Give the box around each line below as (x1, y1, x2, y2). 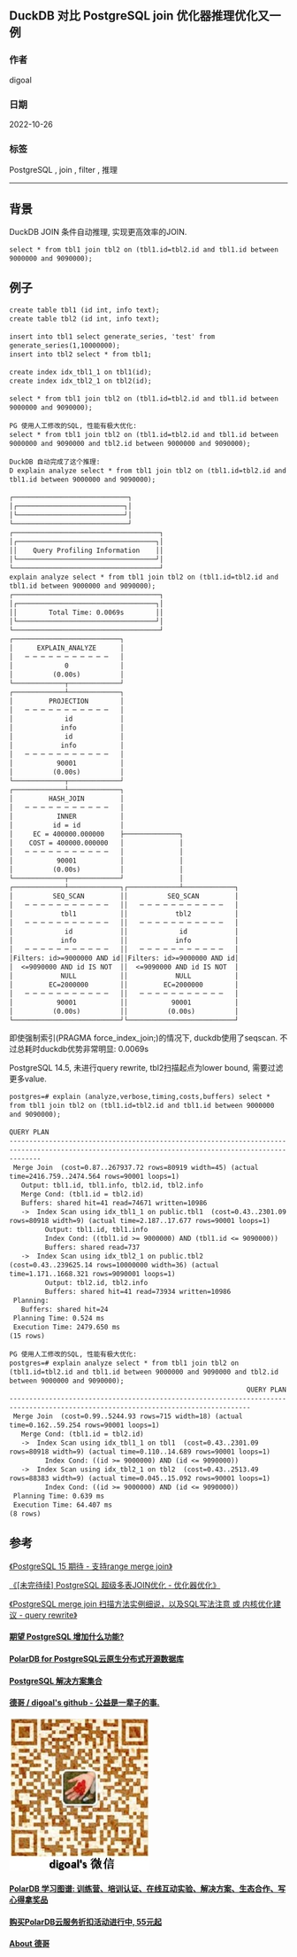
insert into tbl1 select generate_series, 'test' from (9, 331, 216, 341)
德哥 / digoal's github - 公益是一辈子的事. (9, 1697, 160, 1708)
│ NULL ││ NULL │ (9, 971, 240, 980)
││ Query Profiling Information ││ (9, 546, 164, 555)
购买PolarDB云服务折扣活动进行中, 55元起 (9, 1916, 162, 1927)
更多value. (9, 1073, 47, 1084)
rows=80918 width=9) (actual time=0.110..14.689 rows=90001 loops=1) (9, 1447, 271, 1456)
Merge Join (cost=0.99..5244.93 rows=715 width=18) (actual (12, 1412, 243, 1421)
